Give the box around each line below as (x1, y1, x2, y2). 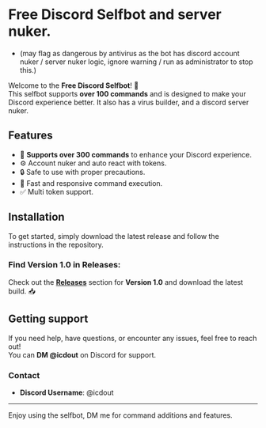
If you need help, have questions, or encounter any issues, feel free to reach (8, 333, 257, 343)
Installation (8, 210, 65, 224)
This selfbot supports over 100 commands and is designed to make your (8, 89, 247, 98)
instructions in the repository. (8, 240, 104, 249)
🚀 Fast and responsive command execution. (19, 178, 163, 187)
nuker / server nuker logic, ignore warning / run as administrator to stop (19, 57, 253, 66)
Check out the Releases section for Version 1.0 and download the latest (8, 277, 244, 286)
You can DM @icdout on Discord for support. (8, 350, 157, 359)
